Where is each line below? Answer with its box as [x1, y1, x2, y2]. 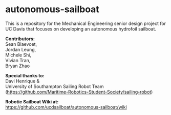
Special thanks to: [5, 72, 45, 78]
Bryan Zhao [5, 63, 30, 69]
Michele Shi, [5, 52, 32, 58]
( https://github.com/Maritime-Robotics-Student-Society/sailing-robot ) [5, 89, 153, 95]
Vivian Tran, [5, 57, 31, 63]
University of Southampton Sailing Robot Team [5, 83, 104, 90]
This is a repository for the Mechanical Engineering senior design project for [5, 20, 166, 26]
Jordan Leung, [5, 46, 36, 52]
